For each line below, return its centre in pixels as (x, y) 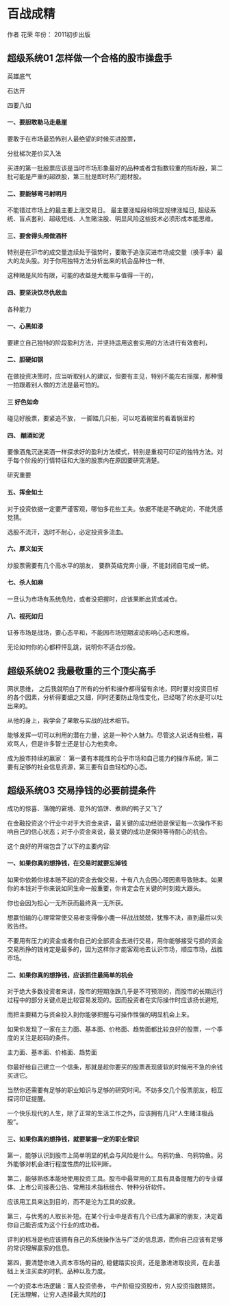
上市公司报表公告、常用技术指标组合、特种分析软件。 (94, 1187)
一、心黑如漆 (25, 326)
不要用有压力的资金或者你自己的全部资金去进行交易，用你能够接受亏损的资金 (115, 941)
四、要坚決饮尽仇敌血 (37, 292)
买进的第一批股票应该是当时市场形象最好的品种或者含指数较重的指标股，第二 (115, 168)
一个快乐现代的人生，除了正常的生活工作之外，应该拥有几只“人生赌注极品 (111, 1113)
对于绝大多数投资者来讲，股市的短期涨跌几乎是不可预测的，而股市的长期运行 (115, 991)
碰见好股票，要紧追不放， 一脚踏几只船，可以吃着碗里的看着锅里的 (101, 418)
